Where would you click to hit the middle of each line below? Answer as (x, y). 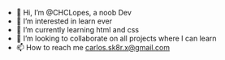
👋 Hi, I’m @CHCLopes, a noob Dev (74, 13)
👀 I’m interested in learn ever (64, 21)
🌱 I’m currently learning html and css (78, 30)
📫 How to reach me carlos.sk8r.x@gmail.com (93, 47)
